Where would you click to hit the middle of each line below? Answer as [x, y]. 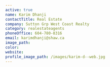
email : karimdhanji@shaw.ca [35, 38]
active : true [19, 10]
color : [12, 47]
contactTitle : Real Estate [34, 19]
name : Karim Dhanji [26, 15]
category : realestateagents [35, 29]
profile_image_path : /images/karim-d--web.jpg [55, 57]
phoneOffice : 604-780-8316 [34, 33]
